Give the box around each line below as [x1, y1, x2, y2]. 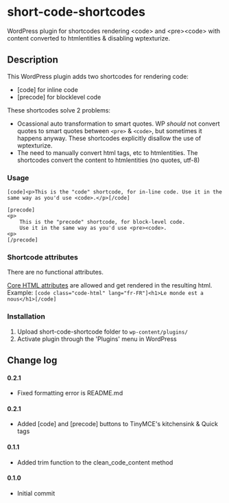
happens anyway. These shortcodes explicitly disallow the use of [16, 134, 202, 142]
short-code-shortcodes [7, 4, 146, 20]
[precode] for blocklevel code [16, 93, 101, 101]
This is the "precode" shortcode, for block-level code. [19, 219, 186, 226]
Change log [7, 355, 58, 366]
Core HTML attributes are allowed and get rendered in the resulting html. [7, 281, 213, 290]
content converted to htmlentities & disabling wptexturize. [7, 34, 170, 42]
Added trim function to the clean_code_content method [16, 458, 173, 467]
